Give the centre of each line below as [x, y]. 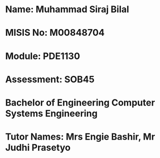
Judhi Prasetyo [38, 148]
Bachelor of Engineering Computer [80, 102]
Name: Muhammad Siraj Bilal [67, 9]
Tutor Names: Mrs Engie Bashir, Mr [80, 137]
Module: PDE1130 [43, 56]
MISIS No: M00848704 [55, 33]
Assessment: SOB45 [50, 79]
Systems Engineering [52, 113]
